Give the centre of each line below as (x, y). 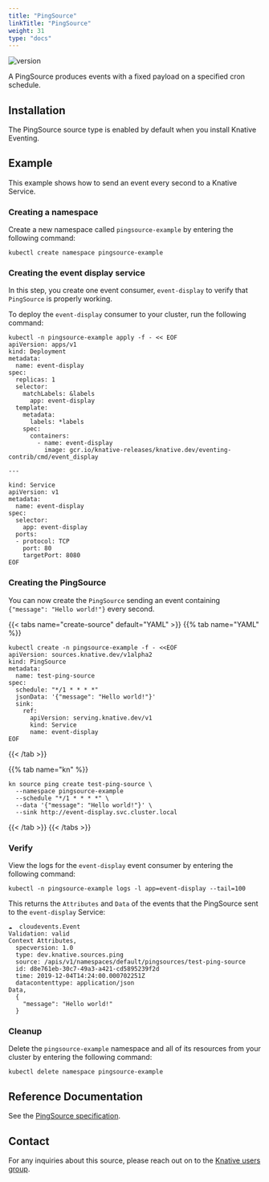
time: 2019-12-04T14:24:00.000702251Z (81, 976)
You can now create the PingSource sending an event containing (114, 600)
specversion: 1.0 (45, 948)
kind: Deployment (37, 352)
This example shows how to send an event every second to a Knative (123, 182)
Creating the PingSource (57, 583)
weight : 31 (26, 31)
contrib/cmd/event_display (53, 457)
